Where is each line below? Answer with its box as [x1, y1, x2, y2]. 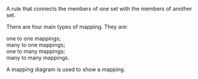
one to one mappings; [6, 35, 61, 42]
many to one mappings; [6, 42, 66, 48]
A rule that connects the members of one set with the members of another [6, 5, 193, 12]
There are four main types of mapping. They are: [6, 24, 128, 30]
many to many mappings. [6, 54, 70, 61]
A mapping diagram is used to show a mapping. [6, 66, 126, 73]
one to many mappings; [6, 48, 66, 55]
